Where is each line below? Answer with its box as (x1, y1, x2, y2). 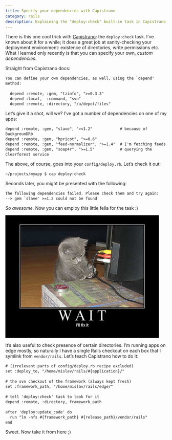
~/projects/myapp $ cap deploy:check (5, 171, 86, 177)
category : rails (5, 13, 40, 19)
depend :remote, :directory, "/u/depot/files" (10, 101, 111, 107)
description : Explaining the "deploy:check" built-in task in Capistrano (5, 19, 166, 24)
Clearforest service (5, 152, 50, 157)
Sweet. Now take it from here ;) (5, 429, 71, 435)
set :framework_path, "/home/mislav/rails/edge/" (5, 384, 114, 389)
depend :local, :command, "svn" (10, 96, 81, 102)
